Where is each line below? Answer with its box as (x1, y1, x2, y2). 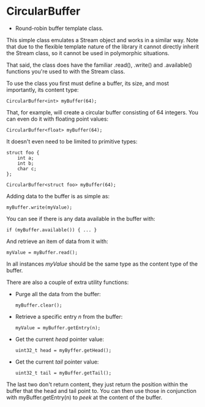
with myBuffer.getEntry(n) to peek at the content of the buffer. (6, 394, 163, 401)
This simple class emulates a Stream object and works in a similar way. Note (6, 36, 199, 43)
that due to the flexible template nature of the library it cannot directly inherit (6, 43, 199, 50)
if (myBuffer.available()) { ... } (6, 226, 97, 233)
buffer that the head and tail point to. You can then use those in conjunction (6, 387, 197, 394)
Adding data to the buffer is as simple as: (6, 192, 110, 200)
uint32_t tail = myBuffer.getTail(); (15, 370, 112, 376)
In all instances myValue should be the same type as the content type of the (6, 260, 198, 267)
